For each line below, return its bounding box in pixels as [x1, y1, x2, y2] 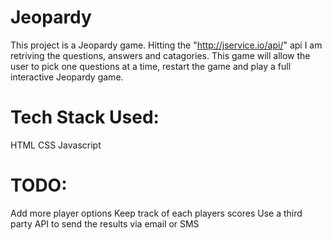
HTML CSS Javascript [10, 139, 102, 151]
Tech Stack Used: [10, 106, 160, 129]
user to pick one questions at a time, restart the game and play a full [10, 60, 292, 72]
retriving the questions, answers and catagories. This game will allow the [10, 49, 311, 61]
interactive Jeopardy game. [10, 71, 124, 83]
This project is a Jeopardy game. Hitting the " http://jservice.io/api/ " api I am [10, 39, 323, 51]
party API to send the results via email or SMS [10, 217, 200, 230]
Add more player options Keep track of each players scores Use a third [10, 207, 303, 219]
